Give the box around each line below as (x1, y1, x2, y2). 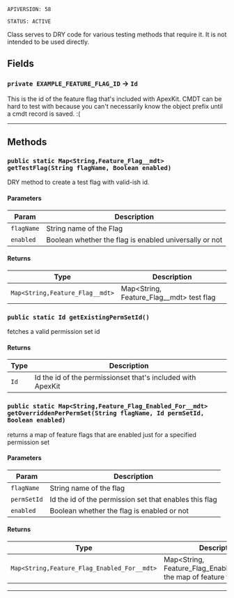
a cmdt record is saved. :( (7, 109, 81, 118)
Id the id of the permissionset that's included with (34, 373, 196, 383)
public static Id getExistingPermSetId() (7, 313, 150, 321)
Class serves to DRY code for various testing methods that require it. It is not (7, 31, 227, 38)
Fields (7, 58, 35, 70)
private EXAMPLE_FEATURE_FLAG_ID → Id (7, 79, 138, 89)
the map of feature (163, 572, 225, 581)
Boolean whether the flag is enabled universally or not (46, 235, 223, 245)
